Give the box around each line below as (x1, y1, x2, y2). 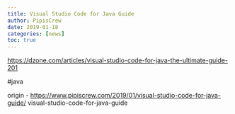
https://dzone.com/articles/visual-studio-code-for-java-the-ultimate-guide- (7, 56, 229, 64)
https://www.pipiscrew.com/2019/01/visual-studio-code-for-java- (30, 91, 222, 100)
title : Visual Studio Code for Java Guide (7, 10, 134, 18)
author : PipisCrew (7, 17, 62, 24)
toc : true (7, 37, 37, 44)
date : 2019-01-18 (7, 23, 59, 30)
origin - (7, 91, 29, 100)
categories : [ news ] (7, 30, 65, 38)
